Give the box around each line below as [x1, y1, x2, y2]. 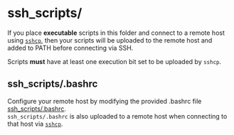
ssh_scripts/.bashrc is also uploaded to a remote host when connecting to [7, 112, 228, 120]
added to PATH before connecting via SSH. [7, 43, 134, 52]
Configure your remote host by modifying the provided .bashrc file [7, 97, 202, 105]
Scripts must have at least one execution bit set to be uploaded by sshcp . [7, 57, 222, 65]
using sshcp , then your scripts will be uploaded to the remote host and [7, 36, 213, 44]
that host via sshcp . [7, 119, 63, 128]
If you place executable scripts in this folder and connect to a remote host [7, 28, 225, 37]
